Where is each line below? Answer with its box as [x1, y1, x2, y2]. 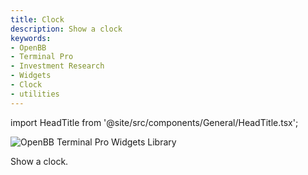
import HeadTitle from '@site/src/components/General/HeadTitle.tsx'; [10, 116, 299, 128]
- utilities [10, 89, 60, 99]
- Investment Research [10, 61, 105, 71]
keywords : [10, 33, 52, 43]
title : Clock [10, 14, 65, 25]
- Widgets [10, 71, 52, 81]
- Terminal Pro [10, 52, 74, 62]
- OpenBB [10, 42, 47, 53]
